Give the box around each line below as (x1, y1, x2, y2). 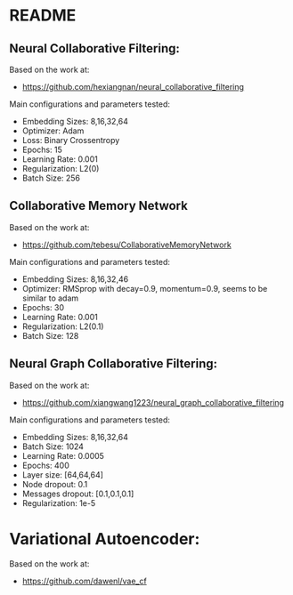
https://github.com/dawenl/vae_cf (21, 575, 147, 586)
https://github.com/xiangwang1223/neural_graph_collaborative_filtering (21, 397, 285, 407)
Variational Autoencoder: (9, 528, 200, 549)
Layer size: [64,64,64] (21, 469, 104, 480)
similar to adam (21, 293, 79, 303)
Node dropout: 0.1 (21, 478, 88, 489)
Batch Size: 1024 (21, 441, 85, 452)
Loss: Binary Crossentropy (21, 135, 120, 145)
